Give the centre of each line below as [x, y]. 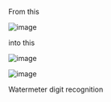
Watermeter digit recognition [56, 89]
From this [24, 12]
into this [22, 43]
